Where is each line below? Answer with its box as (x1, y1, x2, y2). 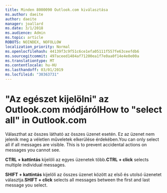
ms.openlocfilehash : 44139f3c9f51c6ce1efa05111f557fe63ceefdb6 (5, 49, 140, 54)
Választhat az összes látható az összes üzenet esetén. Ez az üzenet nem (5, 131, 155, 137)
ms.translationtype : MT (5, 58, 55, 63)
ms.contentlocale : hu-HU (5, 63, 57, 68)
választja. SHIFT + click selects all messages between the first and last (5, 177, 150, 183)
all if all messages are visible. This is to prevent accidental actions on (5, 141, 147, 147)
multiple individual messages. (5, 162, 66, 168)
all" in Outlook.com (5, 115, 87, 126)
